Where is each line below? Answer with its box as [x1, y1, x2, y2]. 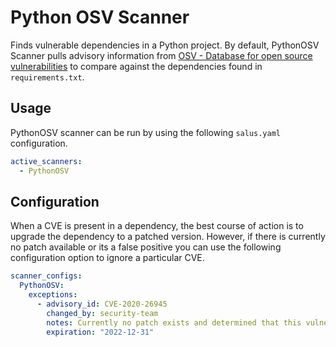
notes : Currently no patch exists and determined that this [46, 317, 302, 328]
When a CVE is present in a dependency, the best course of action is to [10, 220, 304, 232]
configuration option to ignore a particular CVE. [10, 252, 205, 264]
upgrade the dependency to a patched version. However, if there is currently [10, 231, 326, 243]
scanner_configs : [10, 271, 83, 281]
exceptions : [28, 290, 78, 300]
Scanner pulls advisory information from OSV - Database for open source [10, 49, 313, 61]
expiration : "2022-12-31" [46, 327, 155, 337]
